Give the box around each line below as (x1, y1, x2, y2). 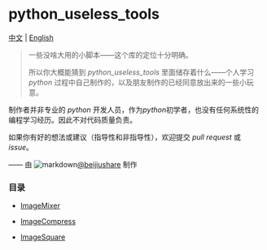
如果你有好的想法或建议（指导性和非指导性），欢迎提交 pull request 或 (8, 131, 242, 142)
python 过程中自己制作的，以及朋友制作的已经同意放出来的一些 (28, 77, 240, 87)
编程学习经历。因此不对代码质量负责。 (8, 114, 137, 124)
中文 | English (8, 32, 55, 42)
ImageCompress (20, 217, 76, 226)
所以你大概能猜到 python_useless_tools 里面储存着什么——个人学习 (28, 67, 255, 77)
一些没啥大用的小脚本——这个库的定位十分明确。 (28, 50, 193, 59)
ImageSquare (20, 232, 66, 242)
